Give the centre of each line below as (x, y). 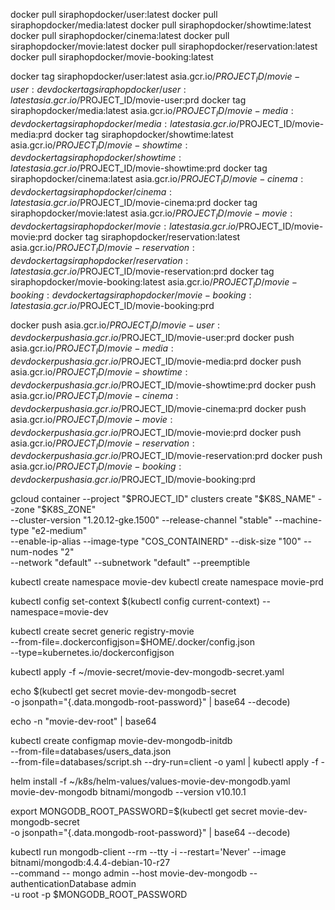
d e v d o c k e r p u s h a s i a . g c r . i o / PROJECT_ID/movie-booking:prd (133, 480)
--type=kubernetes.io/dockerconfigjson (92, 653)
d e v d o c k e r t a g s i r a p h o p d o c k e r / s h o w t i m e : (96, 158)
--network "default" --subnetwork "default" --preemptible (130, 563)
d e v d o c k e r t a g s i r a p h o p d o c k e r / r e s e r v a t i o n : (99, 260)
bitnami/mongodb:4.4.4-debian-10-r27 (90, 863)
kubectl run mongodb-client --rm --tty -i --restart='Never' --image (148, 852)
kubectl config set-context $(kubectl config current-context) (135, 601)
